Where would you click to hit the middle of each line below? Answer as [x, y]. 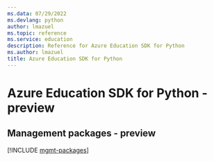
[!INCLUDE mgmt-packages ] [48, 150]
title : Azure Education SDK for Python [65, 59]
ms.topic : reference [37, 33]
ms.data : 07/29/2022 [37, 14]
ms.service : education [40, 40]
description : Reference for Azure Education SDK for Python [96, 46]
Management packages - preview [82, 134]
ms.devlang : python [35, 20]
